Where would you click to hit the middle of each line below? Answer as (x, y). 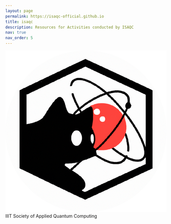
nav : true (16, 33)
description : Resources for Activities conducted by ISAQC (70, 27)
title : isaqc (19, 22)
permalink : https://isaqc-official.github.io (55, 16)
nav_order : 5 (19, 38)
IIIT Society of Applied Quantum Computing (51, 216)
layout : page (19, 11)
